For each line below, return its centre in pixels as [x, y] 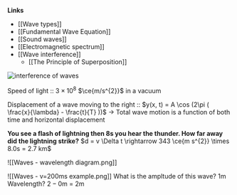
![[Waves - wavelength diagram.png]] [62, 162]
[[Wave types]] [39, 24]
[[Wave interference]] [49, 54]
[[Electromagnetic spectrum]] [61, 47]
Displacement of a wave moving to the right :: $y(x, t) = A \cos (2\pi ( [109, 104]
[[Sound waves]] [42, 39]
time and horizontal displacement [56, 120]
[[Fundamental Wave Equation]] [64, 32]
